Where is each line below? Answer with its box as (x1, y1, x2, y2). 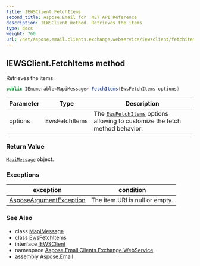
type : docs (6, 25, 33, 32)
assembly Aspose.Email (14, 253, 73, 260)
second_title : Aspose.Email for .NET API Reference (6, 14, 137, 20)
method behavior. (93, 124, 143, 132)
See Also (6, 214, 33, 222)
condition (118, 186, 146, 194)
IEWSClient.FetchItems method (6, 58, 126, 69)
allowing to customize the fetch (93, 117, 182, 125)
